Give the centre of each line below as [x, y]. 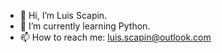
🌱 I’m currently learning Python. [85, 26]
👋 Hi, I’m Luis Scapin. [63, 15]
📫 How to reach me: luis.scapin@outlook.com [115, 37]
